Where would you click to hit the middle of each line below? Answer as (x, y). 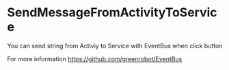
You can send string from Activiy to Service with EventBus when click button (115, 46)
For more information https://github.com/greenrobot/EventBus (95, 58)
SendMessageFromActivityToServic (112, 13)
